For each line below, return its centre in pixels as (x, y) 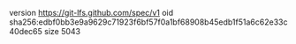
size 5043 (62, 31)
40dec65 (26, 31)
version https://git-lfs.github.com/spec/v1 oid (91, 13)
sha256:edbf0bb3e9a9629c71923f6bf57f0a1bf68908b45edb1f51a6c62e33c (148, 22)
